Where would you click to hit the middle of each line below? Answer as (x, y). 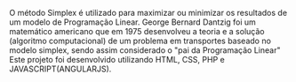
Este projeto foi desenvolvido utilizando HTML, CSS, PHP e (117, 60)
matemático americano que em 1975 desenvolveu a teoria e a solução (137, 31)
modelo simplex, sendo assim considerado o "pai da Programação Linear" (145, 50)
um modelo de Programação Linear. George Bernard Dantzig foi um (132, 22)
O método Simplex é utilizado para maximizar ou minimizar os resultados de (148, 13)
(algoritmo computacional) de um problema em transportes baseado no (140, 41)
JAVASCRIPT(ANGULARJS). (60, 69)
